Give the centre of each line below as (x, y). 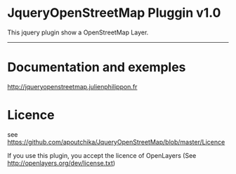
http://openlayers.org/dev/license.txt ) (61, 163)
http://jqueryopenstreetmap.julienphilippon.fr (72, 86)
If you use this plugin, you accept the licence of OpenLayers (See (102, 155)
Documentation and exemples (97, 67)
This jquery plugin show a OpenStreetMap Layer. (78, 32)
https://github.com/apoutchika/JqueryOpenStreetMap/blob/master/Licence (116, 142)
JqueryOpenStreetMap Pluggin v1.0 (114, 13)
